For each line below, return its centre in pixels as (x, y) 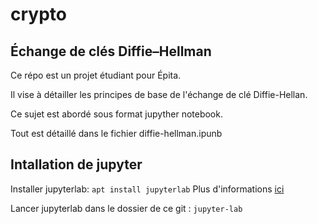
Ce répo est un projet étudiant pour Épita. (96, 75)
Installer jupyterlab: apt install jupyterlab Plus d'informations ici (147, 189)
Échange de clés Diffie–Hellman (111, 51)
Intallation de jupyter (76, 164)
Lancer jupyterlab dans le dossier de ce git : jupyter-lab (126, 208)
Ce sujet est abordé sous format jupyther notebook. (116, 114)
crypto (38, 14)
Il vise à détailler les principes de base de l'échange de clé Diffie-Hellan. (159, 94)
